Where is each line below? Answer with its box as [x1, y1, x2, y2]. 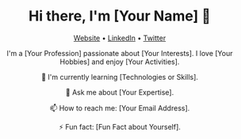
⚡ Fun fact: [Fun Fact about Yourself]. [59, 122, 181, 131]
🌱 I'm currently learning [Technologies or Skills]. [40, 72, 199, 81]
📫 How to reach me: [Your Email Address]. [49, 103, 190, 113]
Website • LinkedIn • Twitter [73, 33, 166, 43]
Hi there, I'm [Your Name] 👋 [29, 7, 211, 25]
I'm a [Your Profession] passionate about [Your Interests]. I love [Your [6, 48, 233, 58]
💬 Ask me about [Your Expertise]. [65, 87, 174, 97]
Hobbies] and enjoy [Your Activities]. [59, 57, 180, 66]
